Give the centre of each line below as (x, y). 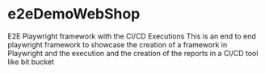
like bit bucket (31, 62)
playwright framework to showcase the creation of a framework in (118, 44)
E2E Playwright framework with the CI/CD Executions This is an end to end (132, 36)
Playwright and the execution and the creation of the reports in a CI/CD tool (133, 53)
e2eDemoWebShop (74, 14)
